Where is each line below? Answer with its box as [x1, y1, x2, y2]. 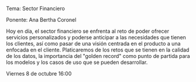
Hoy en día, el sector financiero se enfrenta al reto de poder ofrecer [6, 28, 170, 35]
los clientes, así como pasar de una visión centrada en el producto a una [6, 40, 181, 47]
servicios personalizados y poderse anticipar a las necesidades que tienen [6, 34, 186, 40]
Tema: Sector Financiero [6, 5, 66, 12]
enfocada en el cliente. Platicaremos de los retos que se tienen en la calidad [6, 46, 190, 53]
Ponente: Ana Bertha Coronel [6, 16, 77, 23]
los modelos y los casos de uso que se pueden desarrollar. [6, 59, 148, 66]
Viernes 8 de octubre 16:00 [6, 70, 72, 77]
